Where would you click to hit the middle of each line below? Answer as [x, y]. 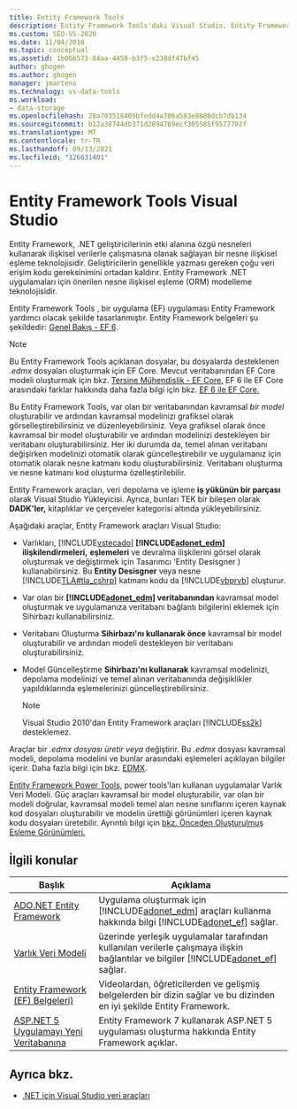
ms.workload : [33, 100]
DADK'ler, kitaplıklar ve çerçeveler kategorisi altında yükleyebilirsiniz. [136, 509]
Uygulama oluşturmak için [152, 900]
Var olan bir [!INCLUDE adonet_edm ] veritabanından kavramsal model [150, 597]
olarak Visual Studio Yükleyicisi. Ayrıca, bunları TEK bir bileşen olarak [135, 499]
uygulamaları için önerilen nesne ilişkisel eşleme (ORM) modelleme [130, 282]
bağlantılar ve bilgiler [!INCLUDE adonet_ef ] [188, 959]
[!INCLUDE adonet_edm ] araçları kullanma [185, 911]
